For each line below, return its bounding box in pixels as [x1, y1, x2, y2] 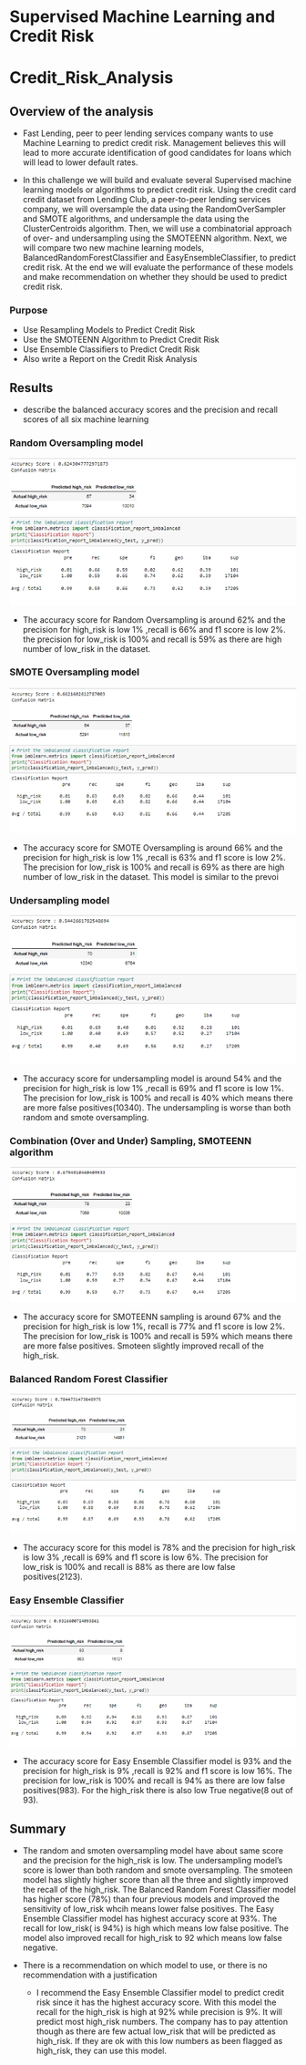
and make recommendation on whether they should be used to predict [22, 272, 288, 283]
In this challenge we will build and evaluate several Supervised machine [22, 175, 292, 186]
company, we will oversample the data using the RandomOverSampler [22, 203, 287, 215]
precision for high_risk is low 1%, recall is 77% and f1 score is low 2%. [22, 1321, 285, 1332]
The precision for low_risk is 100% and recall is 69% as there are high [22, 862, 285, 872]
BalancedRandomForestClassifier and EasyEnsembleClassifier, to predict [22, 253, 296, 263]
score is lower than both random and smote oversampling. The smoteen [22, 1864, 293, 1875]
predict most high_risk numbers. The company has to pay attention [36, 2017, 289, 2027]
